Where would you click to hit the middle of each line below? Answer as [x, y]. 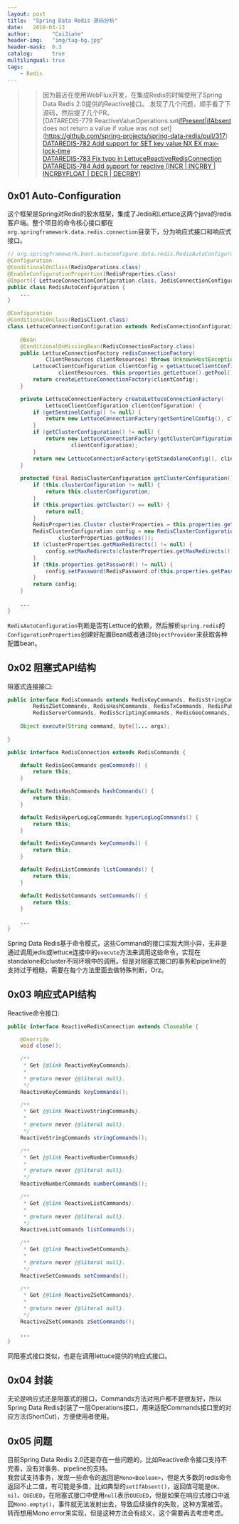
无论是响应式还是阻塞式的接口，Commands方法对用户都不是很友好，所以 [115, 1399]
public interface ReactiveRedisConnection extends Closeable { [103, 1026]
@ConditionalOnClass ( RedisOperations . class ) [74, 268]
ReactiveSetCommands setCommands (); [75, 1275]
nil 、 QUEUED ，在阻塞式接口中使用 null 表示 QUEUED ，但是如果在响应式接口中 [116, 1496]
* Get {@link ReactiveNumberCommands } [81, 1157]
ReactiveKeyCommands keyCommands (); [75, 1092]
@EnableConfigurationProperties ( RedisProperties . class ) [92, 274]
